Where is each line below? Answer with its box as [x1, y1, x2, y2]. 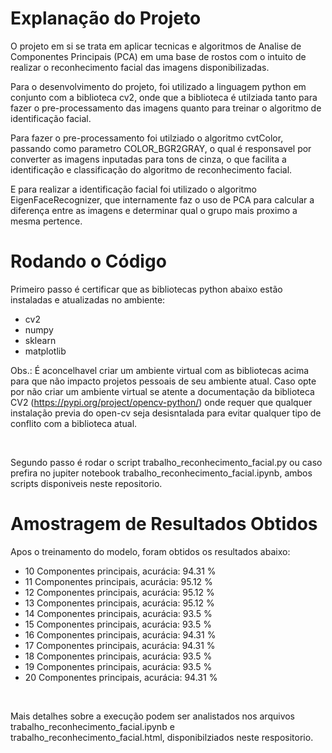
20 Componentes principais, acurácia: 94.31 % [24, 671, 218, 683]
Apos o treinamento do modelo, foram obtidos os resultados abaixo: [10, 545, 291, 557]
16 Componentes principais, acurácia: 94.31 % [24, 628, 217, 641]
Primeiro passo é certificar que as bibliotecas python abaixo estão [10, 283, 283, 295]
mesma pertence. [10, 215, 83, 227]
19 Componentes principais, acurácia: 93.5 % [24, 660, 213, 672]
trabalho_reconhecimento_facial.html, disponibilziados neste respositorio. [10, 731, 314, 743]
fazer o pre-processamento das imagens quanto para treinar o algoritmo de [10, 102, 322, 114]
